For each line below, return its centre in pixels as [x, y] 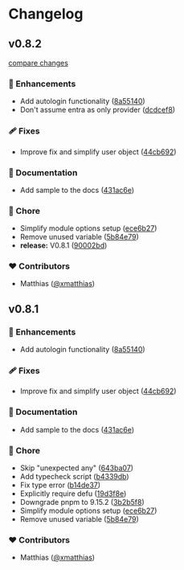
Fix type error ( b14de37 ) [60, 485]
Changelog [46, 14]
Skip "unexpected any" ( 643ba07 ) [77, 468]
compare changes [38, 63]
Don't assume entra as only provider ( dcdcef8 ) [97, 110]
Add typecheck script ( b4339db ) [75, 477]
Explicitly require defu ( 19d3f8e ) [73, 494]
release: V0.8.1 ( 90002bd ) [63, 245]
